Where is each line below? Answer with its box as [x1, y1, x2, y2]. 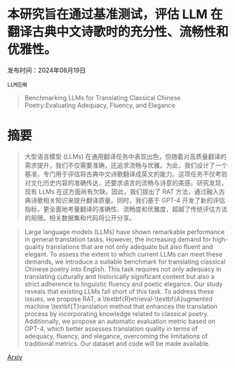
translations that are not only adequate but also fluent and [45, 243, 213, 251]
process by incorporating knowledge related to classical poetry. [24, 309, 209, 318]
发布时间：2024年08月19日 [7, 66, 86, 74]
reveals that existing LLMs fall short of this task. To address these [24, 287, 215, 295]
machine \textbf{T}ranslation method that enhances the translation [24, 302, 217, 311]
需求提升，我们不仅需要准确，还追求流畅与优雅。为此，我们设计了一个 [24, 161, 228, 169]
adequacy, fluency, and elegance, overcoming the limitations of [24, 332, 208, 340]
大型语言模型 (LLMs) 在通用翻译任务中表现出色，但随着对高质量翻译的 [24, 152, 227, 161]
